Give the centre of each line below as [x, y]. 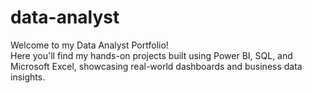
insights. [28, 77]
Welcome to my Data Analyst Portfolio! [89, 45]
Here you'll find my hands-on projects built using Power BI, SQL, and [151, 55]
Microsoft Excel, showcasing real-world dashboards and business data [156, 66]
